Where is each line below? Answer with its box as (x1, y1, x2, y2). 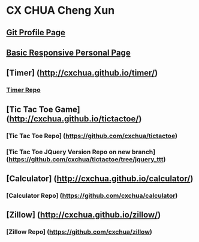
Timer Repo (6, 86, 41, 94)
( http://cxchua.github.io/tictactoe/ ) (6, 114, 142, 124)
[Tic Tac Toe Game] (6, 104, 80, 114)
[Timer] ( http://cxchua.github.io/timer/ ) (6, 68, 158, 78)
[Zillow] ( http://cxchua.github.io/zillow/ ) (6, 210, 161, 220)
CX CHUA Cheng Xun (6, 4, 115, 17)
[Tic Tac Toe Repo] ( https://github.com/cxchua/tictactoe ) (6, 131, 178, 140)
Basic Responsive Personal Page (6, 47, 131, 57)
